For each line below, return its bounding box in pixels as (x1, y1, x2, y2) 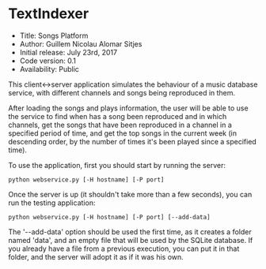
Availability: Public (19, 64, 79, 73)
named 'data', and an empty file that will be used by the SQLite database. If (8, 235, 253, 245)
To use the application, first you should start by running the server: (8, 160, 226, 170)
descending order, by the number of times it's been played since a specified (8, 136, 257, 146)
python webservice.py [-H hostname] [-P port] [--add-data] (8, 213, 211, 221)
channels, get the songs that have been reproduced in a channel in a (8, 120, 232, 129)
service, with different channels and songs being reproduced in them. (8, 88, 236, 97)
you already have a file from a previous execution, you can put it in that (8, 244, 240, 253)
